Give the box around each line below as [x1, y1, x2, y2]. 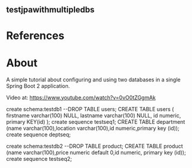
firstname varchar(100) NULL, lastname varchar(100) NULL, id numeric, [6, 112, 181, 119]
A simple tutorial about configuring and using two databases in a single [6, 76, 181, 83]
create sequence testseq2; [6, 155, 72, 162]
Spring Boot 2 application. [6, 82, 70, 89]
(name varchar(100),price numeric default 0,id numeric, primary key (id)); [6, 149, 186, 156]
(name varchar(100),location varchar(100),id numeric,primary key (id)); [6, 124, 180, 132]
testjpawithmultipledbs [6, 5, 95, 15]
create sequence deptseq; [6, 131, 71, 138]
